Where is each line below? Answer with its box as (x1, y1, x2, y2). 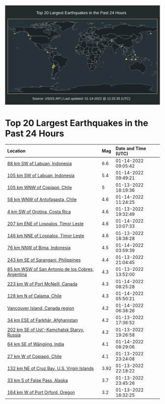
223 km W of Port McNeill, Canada (7, 281, 78, 287)
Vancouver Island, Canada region (7, 305, 75, 311)
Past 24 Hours (5, 128, 64, 139)
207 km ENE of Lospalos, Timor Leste (7, 221, 84, 227)
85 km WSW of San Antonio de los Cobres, (7, 266, 94, 272)
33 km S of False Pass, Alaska (7, 377, 68, 383)
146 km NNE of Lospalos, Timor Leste (7, 233, 84, 239)
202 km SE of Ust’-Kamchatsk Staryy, (7, 326, 84, 332)
